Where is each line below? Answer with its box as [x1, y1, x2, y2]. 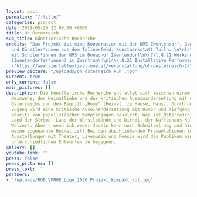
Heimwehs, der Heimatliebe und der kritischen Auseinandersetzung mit [11, 95, 188, 101]
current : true [6, 74, 41, 80]
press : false [6, 155, 38, 161]
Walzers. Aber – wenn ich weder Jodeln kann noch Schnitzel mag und [11, 123, 182, 129]
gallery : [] [6, 144, 35, 150]
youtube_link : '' [6, 150, 49, 155]
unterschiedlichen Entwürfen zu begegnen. [11, 139, 117, 145]
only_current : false [6, 80, 57, 85]
